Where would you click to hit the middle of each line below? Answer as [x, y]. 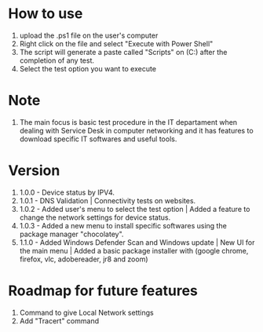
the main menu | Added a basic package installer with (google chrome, [134, 250]
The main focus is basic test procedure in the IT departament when [128, 122]
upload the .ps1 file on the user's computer [89, 35]
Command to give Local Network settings [87, 312]
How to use [46, 14]
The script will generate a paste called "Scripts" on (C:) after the [123, 52]
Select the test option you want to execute [88, 68]
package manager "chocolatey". [71, 234]
